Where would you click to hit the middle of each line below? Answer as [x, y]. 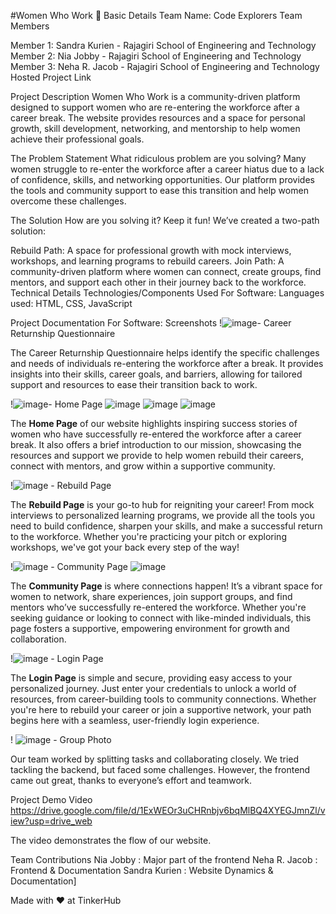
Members [30, 26]
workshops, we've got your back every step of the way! [125, 547]
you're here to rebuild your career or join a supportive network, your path [161, 709]
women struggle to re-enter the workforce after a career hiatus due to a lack [167, 169]
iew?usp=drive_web [51, 821]
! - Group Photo [61, 739]
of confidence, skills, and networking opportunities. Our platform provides [162, 179]
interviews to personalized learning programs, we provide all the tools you [162, 515]
